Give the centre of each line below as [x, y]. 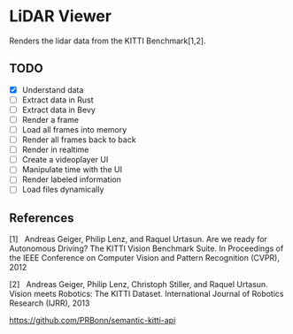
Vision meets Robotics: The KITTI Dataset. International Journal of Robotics [146, 294]
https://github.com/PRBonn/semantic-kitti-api [93, 321]
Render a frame [50, 119]
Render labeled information [72, 179]
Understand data [53, 89]
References [42, 218]
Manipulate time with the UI [72, 170]
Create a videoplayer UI [65, 160]
